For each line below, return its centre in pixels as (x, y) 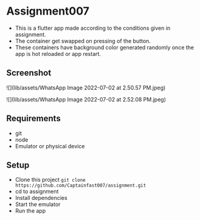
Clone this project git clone (50, 180)
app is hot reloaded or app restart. (58, 53)
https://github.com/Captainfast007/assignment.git (81, 186)
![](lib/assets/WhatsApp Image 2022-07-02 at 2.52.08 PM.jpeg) (86, 99)
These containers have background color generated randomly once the (105, 47)
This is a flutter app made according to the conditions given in (93, 28)
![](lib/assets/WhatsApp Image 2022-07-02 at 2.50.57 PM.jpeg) (86, 88)
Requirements (33, 119)
